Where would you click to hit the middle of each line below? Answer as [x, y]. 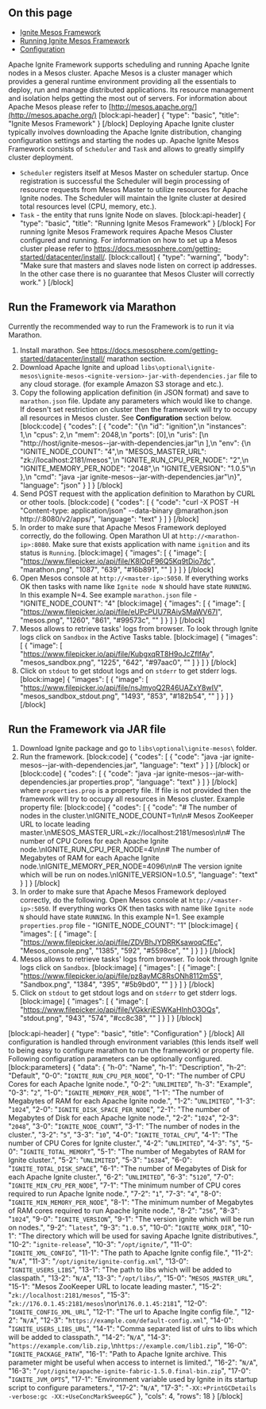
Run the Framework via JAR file [87, 730]
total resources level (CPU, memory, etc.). [88, 206]
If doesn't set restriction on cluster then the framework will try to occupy [138, 409]
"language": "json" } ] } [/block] [71, 485]
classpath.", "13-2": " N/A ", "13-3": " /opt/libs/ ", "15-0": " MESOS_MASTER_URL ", [131, 1278]
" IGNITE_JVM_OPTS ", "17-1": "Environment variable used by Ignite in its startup [133, 1380]
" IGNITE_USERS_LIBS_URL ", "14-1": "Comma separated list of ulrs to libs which [133, 1329]
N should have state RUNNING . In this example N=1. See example [122, 917]
